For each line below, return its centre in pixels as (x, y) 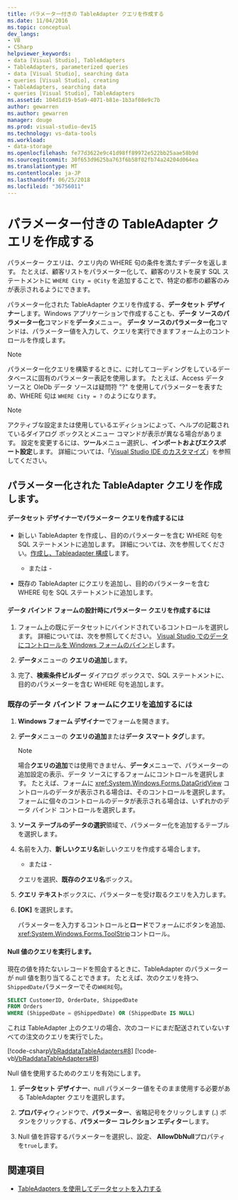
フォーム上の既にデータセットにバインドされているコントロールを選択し (123, 627)
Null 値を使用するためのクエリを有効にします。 (76, 1073)
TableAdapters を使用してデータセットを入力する (90, 1189)
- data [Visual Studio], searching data (68, 73)
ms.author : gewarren (38, 113)
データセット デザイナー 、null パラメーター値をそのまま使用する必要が (121, 1089)
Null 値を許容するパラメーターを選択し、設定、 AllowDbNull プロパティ (121, 1137)
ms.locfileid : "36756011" (45, 186)
